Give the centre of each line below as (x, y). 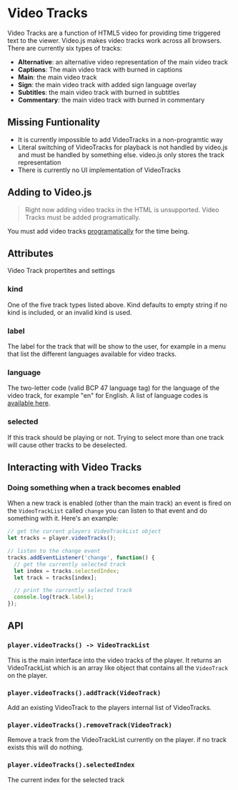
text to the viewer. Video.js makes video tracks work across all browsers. (115, 40)
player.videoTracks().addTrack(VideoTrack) (84, 693)
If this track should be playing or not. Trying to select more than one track (116, 437)
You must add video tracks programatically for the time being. (98, 231)
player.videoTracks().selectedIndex (71, 765)
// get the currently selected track (70, 564)
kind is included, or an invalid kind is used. (70, 312)
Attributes (30, 253)
